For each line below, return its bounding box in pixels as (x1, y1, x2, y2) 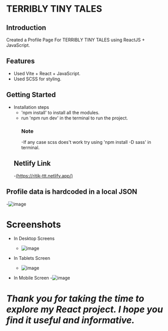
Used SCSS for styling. (13, 76, 62, 82)
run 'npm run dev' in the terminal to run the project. (21, 115, 129, 121)
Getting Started (6, 91, 56, 99)
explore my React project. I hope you (6, 304, 163, 315)
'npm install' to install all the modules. (21, 109, 100, 115)
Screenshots (6, 219, 61, 230)
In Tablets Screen (13, 255, 51, 261)
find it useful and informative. (6, 314, 135, 326)
